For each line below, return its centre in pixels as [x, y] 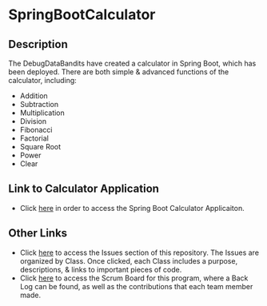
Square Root [40, 147]
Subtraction [39, 104]
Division [33, 121]
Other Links [38, 233]
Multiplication [42, 113]
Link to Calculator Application [84, 189]
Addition [34, 96]
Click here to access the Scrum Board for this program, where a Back [134, 278]
